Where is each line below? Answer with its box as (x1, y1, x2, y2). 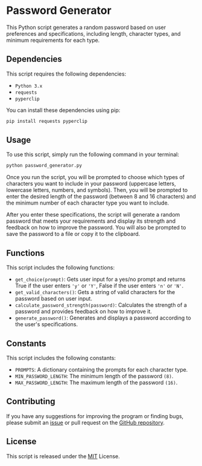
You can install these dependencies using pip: (6, 107, 121, 114)
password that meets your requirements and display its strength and (6, 217, 176, 225)
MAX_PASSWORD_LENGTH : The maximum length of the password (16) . (14, 379, 178, 386)
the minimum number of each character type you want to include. (6, 199, 169, 206)
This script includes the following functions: (6, 264, 115, 271)
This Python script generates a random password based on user (6, 24, 166, 31)
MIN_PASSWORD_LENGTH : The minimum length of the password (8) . (14, 372, 174, 379)
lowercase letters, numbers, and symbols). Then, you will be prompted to (6, 186, 188, 194)
